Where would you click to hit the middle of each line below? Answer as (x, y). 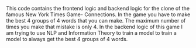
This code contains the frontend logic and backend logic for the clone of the (98, 8)
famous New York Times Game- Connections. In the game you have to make (98, 14)
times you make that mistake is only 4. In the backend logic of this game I (94, 27)
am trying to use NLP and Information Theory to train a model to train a (91, 33)
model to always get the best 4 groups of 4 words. (67, 39)
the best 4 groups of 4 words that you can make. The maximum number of (96, 21)
